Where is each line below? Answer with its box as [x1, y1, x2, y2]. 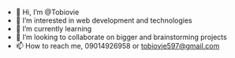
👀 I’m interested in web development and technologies [15, 16, 192, 25]
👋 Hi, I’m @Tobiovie [15, 8, 80, 16]
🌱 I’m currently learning [15, 24, 92, 33]
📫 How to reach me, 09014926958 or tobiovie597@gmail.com [15, 42, 220, 50]
